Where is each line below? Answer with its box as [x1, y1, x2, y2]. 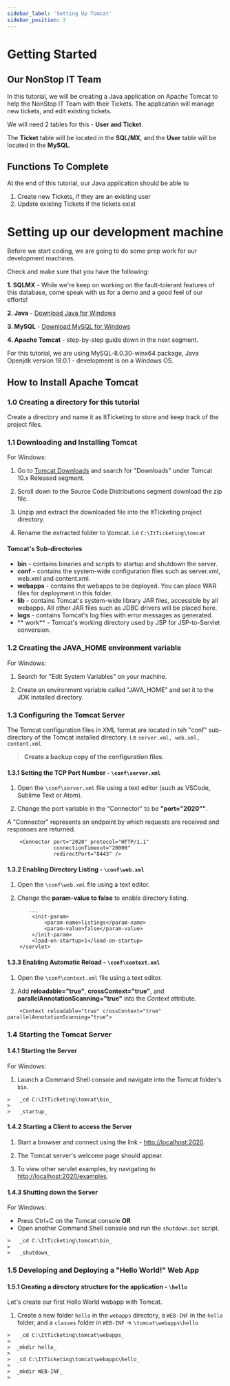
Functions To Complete [7, 160, 109, 173]
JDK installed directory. [17, 693, 84, 701]
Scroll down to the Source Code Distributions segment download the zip [17, 488, 222, 496]
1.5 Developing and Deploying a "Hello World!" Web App [7, 1265, 200, 1275]
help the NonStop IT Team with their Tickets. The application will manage [7, 99, 215, 108]
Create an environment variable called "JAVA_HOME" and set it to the [17, 685, 213, 694]
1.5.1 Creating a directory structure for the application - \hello [7, 1282, 188, 1291]
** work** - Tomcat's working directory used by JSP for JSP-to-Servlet [17, 619, 220, 627]
